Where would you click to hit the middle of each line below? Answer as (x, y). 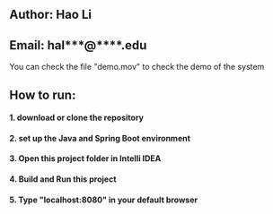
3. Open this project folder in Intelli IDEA (85, 158)
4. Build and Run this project (63, 179)
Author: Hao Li (51, 15)
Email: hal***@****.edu (78, 45)
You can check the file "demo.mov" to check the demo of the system (137, 67)
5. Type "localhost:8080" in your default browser (104, 200)
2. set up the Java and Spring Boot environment (100, 138)
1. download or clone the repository (77, 118)
